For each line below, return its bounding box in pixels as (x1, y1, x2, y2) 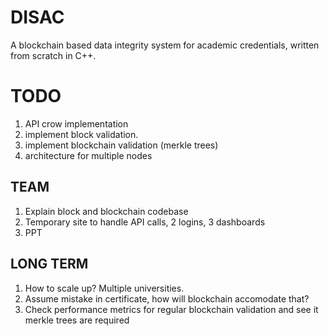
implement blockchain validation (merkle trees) (24, 139, 219, 151)
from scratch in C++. (10, 49, 97, 61)
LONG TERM (10, 256, 89, 273)
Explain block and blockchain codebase (24, 205, 189, 217)
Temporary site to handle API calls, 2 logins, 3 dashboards (24, 216, 266, 228)
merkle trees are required (24, 314, 130, 326)
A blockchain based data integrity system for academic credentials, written (10, 39, 320, 51)
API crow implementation (24, 117, 129, 130)
